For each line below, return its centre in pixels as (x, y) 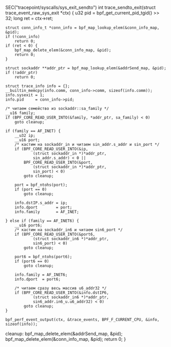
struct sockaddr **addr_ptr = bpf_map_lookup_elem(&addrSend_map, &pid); (86, 68)
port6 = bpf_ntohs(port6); (43, 257)
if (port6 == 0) (32, 261)
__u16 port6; (28, 225)
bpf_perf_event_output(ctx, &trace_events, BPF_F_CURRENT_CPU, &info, (82, 320)
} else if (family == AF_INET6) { (42, 221)
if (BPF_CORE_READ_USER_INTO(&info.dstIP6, (62, 293)
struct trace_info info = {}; (38, 86)
